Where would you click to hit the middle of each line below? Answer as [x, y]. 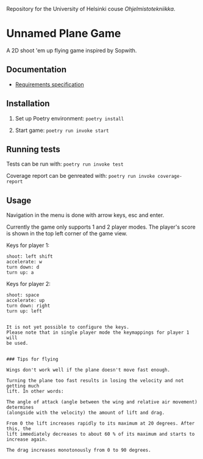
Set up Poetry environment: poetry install [69, 118]
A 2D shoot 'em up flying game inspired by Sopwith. [72, 50]
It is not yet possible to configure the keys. [68, 327]
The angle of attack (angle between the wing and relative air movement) [102, 402]
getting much [23, 386]
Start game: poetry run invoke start [62, 130]
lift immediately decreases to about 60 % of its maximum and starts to [101, 434]
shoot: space [23, 295]
